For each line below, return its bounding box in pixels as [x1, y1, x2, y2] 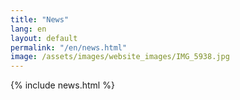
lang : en [10, 24, 47, 34]
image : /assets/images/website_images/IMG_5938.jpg [10, 52, 230, 62]
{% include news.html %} [10, 79, 115, 91]
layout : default [10, 33, 78, 43]
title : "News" [10, 14, 70, 25]
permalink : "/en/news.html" [10, 42, 128, 53]
